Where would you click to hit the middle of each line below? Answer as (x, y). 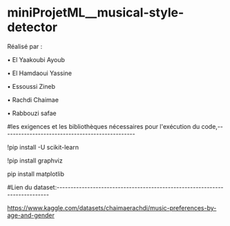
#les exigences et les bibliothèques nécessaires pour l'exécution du (104, 126)
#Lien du (20, 187)
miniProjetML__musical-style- (96, 13)
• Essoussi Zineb (31, 86)
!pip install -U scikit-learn (43, 147)
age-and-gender (31, 215)
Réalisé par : (25, 46)
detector (32, 27)
